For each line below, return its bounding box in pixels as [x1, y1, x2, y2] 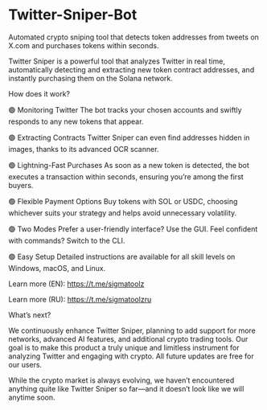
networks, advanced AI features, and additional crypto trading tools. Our [8, 334, 249, 343]
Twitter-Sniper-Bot [8, 6, 138, 24]
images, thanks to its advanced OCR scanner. [8, 144, 159, 154]
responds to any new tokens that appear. [8, 117, 144, 126]
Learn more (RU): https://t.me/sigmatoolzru [8, 294, 152, 304]
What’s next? [8, 310, 51, 319]
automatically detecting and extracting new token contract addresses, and [8, 64, 255, 74]
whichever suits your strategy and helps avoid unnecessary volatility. [8, 207, 237, 218]
